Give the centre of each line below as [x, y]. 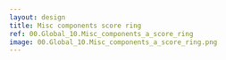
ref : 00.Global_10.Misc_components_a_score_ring [101, 34]
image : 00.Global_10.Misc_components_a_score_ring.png [113, 42]
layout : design [38, 17]
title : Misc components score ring [75, 26]
